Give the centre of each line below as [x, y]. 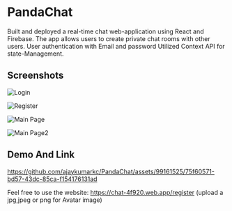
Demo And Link [41, 155]
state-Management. [36, 54]
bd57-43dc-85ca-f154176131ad [52, 179]
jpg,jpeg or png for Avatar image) [55, 200]
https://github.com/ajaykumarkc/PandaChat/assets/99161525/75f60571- [111, 171]
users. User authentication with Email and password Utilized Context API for [116, 46]
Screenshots [36, 76]
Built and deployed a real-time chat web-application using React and [106, 31]
